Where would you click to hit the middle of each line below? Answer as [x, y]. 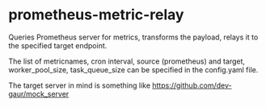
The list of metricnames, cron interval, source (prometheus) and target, [127, 61]
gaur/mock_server [39, 93]
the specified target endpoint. [58, 45]
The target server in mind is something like [80, 85]
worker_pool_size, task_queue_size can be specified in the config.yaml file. [133, 69]
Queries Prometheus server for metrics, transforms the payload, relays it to [133, 37]
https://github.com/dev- [192, 85]
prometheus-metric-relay [96, 15]
